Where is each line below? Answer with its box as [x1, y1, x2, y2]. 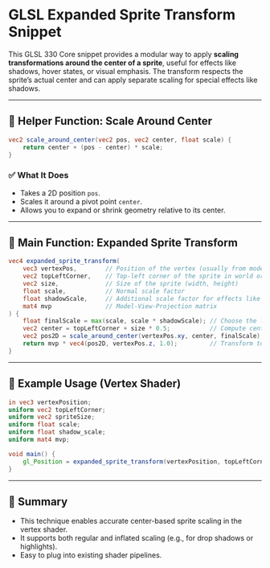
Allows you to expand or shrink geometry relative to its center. [19, 205, 226, 215]
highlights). [19, 541, 58, 552]
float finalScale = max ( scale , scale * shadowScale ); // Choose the [22, 317, 257, 325]
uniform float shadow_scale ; [8, 428, 106, 436]
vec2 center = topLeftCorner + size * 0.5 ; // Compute [22, 324, 247, 333]
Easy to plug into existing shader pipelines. [19, 550, 162, 560]
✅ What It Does [8, 170, 69, 181]
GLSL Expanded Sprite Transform [8, 6, 235, 24]
